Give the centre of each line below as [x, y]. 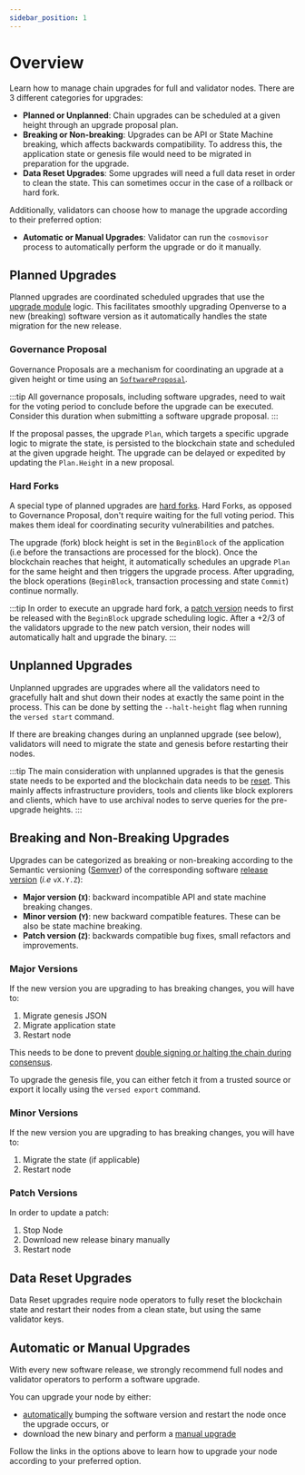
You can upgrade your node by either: [80, 1397]
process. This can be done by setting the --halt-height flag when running [148, 707]
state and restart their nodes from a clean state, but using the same [135, 1310]
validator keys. [37, 1319]
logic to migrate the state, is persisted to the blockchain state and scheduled [152, 443]
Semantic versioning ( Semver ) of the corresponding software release [139, 870]
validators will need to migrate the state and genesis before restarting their [149, 743]
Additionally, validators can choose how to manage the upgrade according [148, 210]
